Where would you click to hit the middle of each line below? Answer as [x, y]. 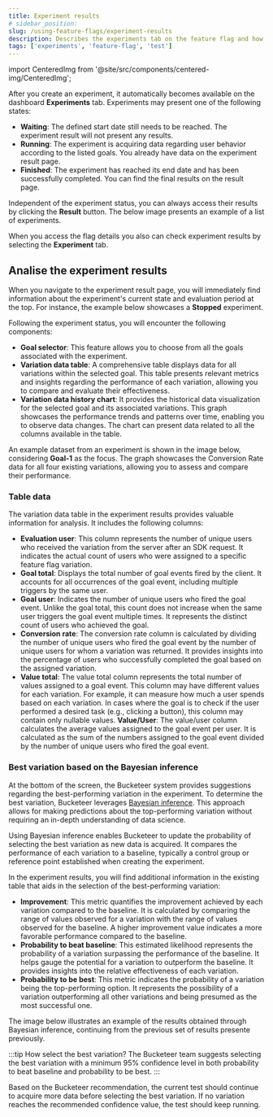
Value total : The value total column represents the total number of [131, 677]
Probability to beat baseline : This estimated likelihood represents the [136, 945]
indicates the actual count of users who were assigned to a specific [133, 556]
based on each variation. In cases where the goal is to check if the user [140, 703]
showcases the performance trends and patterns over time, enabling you [142, 417]
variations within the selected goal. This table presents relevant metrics [139, 373]
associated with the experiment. [74, 356]
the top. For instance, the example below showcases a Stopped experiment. [136, 307]
